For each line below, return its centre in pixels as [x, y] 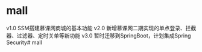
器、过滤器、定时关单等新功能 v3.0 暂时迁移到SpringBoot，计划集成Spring [99, 35]
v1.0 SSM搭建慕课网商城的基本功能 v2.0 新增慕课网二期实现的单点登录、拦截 [101, 28]
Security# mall [24, 42]
